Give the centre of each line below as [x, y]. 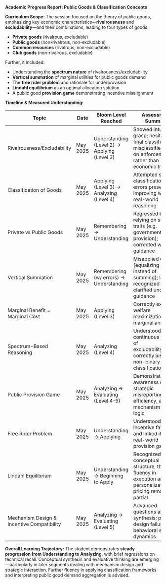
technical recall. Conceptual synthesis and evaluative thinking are [72, 559]
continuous [146, 337]
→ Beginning [108, 476]
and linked [145, 434]
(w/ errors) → [109, 277]
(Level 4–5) [107, 401]
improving [145, 193]
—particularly [19, 564]
